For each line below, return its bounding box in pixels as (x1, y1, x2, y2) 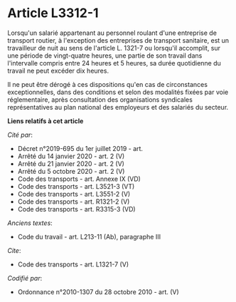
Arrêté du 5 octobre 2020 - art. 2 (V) (17, 167, 125, 175)
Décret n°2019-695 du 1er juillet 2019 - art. (17, 144, 144, 152)
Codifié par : (7, 274, 43, 282)
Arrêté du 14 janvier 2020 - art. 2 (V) (17, 152, 125, 160)
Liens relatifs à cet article (7, 116, 84, 125)
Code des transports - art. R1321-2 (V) (17, 197, 130, 206)
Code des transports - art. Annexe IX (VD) (17, 175, 141, 183)
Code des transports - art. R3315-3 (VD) (17, 204, 136, 213)
